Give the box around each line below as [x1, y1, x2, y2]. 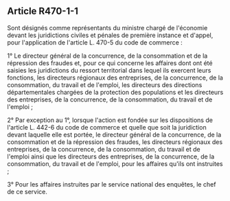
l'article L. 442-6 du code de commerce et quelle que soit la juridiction [7, 123, 207, 131]
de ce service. [7, 187, 48, 196]
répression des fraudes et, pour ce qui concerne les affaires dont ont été [7, 58, 213, 67]
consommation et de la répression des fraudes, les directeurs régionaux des [7, 137, 223, 146]
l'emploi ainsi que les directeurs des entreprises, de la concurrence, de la [7, 152, 215, 161]
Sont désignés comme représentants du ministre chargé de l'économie [7, 23, 208, 32]
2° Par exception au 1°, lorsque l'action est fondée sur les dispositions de [7, 116, 213, 124]
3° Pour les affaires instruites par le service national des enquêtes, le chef [7, 180, 216, 188]
